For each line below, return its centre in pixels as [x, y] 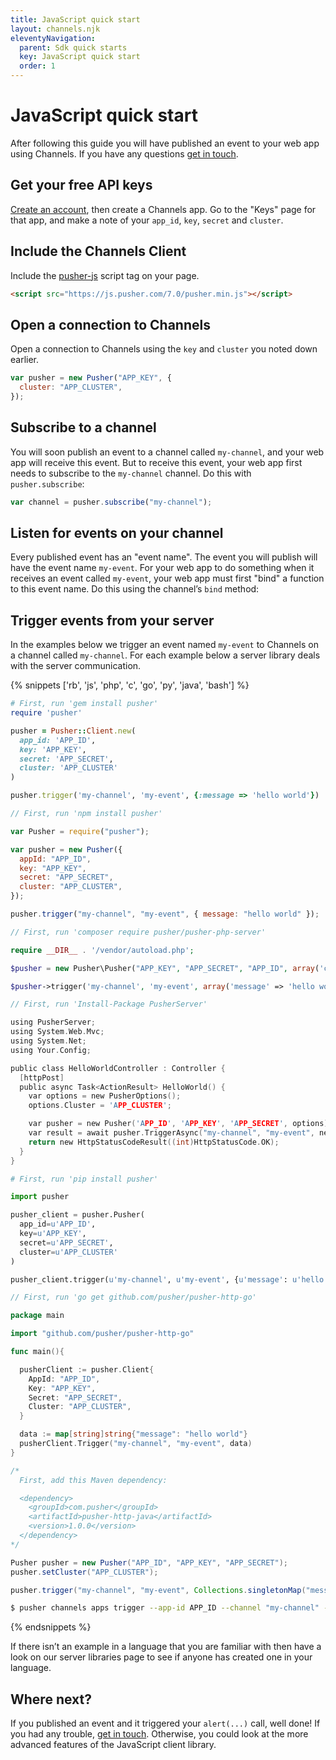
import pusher [40, 1197]
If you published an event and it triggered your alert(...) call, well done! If [165, 1723]
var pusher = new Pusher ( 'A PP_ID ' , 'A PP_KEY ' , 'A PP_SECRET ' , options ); [180, 1124]
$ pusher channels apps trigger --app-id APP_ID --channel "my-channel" [165, 1608]
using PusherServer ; [53, 1022]
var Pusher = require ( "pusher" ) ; [80, 831]
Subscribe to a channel [83, 427]
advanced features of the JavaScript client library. [113, 1745]
